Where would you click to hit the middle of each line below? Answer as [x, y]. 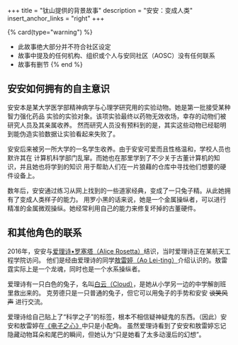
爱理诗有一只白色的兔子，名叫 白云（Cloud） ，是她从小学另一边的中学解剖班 [117, 284]
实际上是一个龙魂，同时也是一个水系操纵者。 [78, 268]
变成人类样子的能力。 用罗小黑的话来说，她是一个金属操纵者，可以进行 [123, 199]
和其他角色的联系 [45, 233]
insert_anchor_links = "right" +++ [56, 18]
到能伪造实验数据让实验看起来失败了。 [63, 134]
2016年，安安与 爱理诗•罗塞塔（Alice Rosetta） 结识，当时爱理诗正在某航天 [116, 251]
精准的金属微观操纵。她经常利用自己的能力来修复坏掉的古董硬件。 [103, 208]
